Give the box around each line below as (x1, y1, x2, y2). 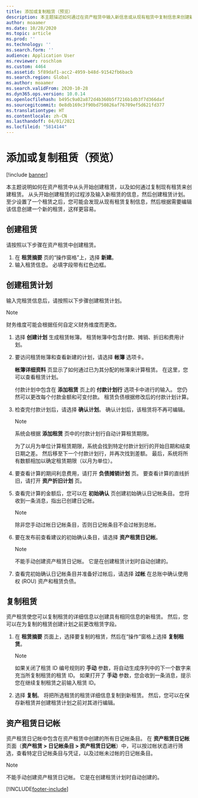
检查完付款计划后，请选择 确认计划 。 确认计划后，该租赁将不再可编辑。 (14, 406, 189, 413)
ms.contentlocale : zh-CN (6, 113, 67, 119)
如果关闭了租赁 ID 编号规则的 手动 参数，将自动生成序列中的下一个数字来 (14, 665, 192, 672)
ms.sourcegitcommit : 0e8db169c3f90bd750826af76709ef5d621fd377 (6, 102, 165, 108)
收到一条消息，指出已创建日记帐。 (14, 497, 98, 504)
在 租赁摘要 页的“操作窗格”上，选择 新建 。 (14, 253, 117, 260)
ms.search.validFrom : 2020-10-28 (6, 86, 88, 92)
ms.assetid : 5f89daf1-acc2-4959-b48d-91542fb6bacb (6, 69, 133, 75)
